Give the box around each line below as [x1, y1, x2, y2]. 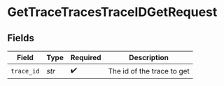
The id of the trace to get [108, 66, 190, 76]
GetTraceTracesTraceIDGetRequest [7, 4, 218, 20]
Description [129, 53, 169, 62]
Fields [7, 32, 35, 44]
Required [70, 53, 101, 62]
